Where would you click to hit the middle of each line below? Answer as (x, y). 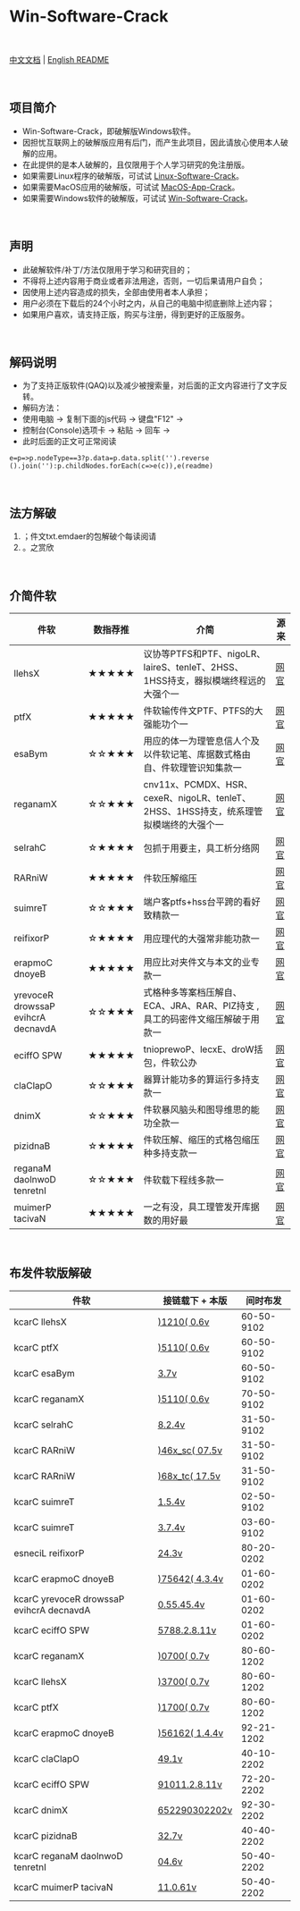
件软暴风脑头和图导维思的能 (202, 1110)
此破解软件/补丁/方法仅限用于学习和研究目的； (107, 269)
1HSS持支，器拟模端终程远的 (204, 681)
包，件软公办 (171, 1063)
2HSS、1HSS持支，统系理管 (203, 811)
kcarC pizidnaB (46, 1836)
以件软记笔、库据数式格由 (197, 754)
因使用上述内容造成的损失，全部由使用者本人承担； (116, 291)
